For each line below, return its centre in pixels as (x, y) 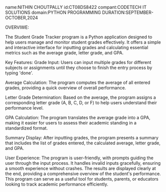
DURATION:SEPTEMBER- (128, 12)
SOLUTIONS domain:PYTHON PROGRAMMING (53, 12)
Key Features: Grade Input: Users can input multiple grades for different (78, 62)
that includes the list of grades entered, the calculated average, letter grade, (83, 143)
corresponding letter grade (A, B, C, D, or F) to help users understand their (81, 103)
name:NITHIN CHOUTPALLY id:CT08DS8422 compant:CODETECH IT (76, 7)
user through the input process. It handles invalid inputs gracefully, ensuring (83, 163)
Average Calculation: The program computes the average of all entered (78, 82)
